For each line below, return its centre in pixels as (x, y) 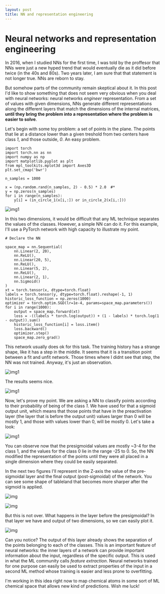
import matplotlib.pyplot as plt (39, 161)
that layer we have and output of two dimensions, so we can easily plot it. (79, 521)
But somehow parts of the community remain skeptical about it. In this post (81, 88)
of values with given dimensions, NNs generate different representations (79, 104)
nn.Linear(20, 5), (33, 260)
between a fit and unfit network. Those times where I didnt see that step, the (82, 357)
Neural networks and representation (81, 39)
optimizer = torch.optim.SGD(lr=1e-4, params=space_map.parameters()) (79, 303)
